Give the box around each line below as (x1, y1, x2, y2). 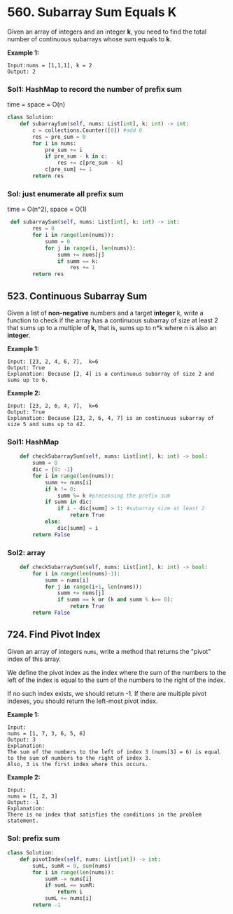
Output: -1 (7, 798, 39, 806)
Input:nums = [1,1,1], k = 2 (7, 62, 92, 69)
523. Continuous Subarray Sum (7, 290, 148, 302)
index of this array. (7, 655, 62, 663)
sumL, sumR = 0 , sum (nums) (32, 862, 111, 869)
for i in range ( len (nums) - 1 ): (32, 570, 120, 577)
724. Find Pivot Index (7, 629, 101, 641)
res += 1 (69, 264, 96, 271)
